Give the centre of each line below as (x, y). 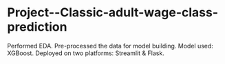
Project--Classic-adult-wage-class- (113, 13)
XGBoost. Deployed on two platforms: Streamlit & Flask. (86, 53)
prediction (37, 27)
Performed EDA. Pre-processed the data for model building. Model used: (110, 46)
